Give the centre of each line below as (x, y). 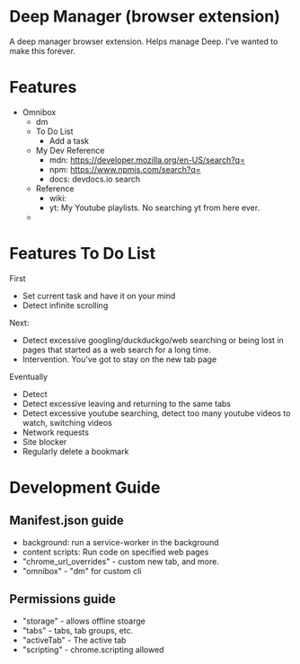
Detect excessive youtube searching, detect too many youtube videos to (156, 413)
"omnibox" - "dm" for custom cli (82, 571)
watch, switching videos (67, 422)
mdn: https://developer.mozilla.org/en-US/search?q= (147, 160)
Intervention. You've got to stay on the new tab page (119, 359)
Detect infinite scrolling (65, 305)
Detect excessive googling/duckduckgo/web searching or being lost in (153, 340)
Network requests (56, 432)
